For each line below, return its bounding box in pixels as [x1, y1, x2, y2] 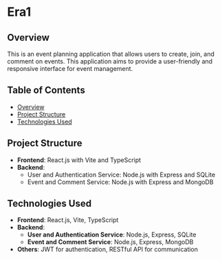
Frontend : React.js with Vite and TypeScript [16, 156, 142, 164]
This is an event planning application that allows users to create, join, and [7, 50, 215, 58]
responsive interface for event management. [7, 65, 133, 72]
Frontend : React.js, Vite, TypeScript [16, 216, 119, 224]
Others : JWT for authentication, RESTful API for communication [16, 246, 198, 254]
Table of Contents [7, 84, 86, 97]
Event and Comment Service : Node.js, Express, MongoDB [27, 238, 194, 246]
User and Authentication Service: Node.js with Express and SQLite [27, 170, 216, 179]
